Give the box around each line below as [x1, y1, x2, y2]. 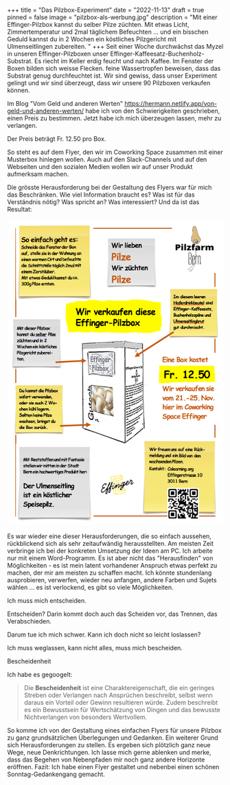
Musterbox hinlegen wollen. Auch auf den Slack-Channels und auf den [7, 155, 207, 164]
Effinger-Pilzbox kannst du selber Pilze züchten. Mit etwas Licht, [7, 21, 189, 28]
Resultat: [7, 206, 32, 213]
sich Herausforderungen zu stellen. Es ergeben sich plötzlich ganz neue [7, 740, 211, 749]
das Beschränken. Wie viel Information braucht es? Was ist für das [7, 190, 195, 199]
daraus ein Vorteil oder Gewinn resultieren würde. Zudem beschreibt [23, 698, 218, 707]
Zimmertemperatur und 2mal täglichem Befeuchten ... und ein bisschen [7, 27, 209, 36]
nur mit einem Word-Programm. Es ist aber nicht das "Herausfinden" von [7, 553, 214, 562]
